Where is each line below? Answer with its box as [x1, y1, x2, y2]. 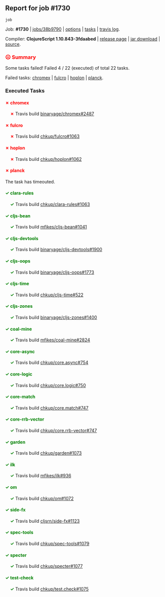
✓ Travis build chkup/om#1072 [10, 495, 74, 501]
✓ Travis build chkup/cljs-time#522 [10, 292, 84, 298]
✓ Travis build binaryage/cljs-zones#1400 [10, 314, 97, 320]
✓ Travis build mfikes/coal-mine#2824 [10, 337, 90, 343]
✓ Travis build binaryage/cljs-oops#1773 [10, 269, 94, 275]
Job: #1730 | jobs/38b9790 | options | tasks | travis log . [5, 26, 120, 32]
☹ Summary [5, 54, 36, 61]
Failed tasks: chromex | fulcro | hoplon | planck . [5, 75, 104, 81]
